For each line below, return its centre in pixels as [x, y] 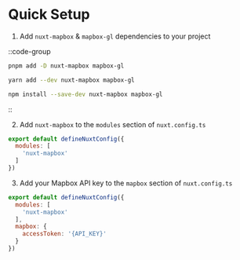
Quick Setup [49, 15]
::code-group [29, 51]
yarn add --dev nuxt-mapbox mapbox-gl [71, 80]
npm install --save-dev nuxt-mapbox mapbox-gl [85, 94]
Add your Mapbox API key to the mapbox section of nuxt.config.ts [126, 183]
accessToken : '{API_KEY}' [65, 234]
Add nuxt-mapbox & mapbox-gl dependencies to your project [115, 36]
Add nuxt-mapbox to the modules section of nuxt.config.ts [113, 124]
